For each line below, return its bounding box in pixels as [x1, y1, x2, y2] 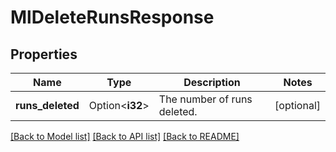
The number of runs [158, 92, 253, 106]
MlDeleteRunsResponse [10, 6, 215, 29]
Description [183, 76, 241, 89]
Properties [10, 46, 78, 63]
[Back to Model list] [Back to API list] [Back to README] [10, 131, 240, 142]
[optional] [274, 99, 321, 112]
